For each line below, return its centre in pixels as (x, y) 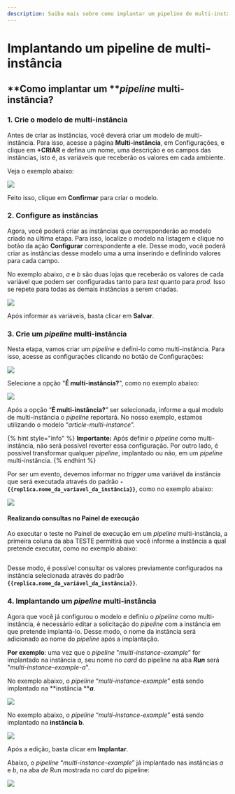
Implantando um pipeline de (90, 48)
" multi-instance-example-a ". (49, 667)
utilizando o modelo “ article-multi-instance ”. (71, 425)
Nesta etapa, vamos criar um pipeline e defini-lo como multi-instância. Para (116, 349)
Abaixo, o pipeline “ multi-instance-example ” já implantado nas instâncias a (115, 763)
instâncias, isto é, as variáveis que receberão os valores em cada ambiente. (116, 157)
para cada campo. (34, 260)
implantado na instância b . (46, 722)
